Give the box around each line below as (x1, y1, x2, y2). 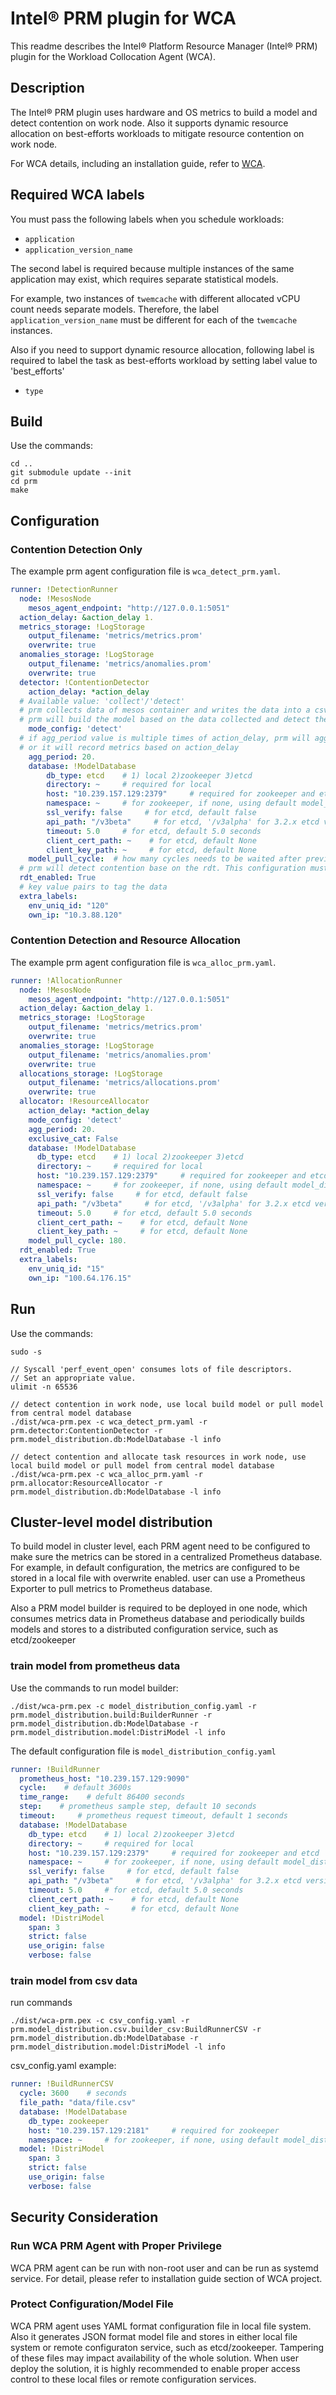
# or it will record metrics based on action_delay (19, 742, 240, 752)
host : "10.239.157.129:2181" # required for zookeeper (28, 2125, 280, 2136)
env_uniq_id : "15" (28, 1263, 105, 1274)
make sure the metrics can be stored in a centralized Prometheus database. (10, 1551, 323, 1563)
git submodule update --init (10, 468, 132, 478)
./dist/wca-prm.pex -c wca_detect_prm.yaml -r (10, 1417, 208, 1427)
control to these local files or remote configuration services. (10, 2373, 257, 2385)
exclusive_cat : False (28, 1133, 118, 1144)
